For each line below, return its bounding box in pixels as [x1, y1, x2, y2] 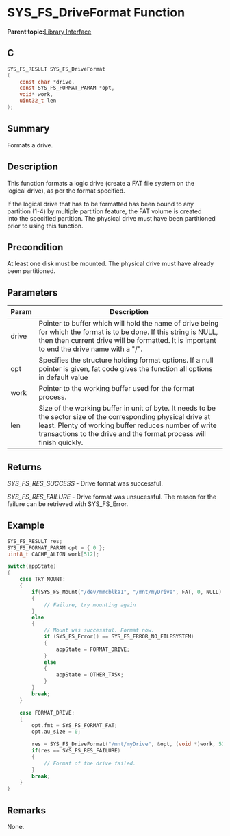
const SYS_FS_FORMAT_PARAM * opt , [19, 84, 115, 92]
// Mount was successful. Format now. [43, 627, 155, 634]
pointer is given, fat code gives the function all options [38, 364, 213, 374]
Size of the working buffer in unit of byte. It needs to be [38, 403, 216, 413]
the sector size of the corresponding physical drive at [38, 412, 211, 422]
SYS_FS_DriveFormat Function [7, 5, 186, 21]
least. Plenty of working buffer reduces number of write [38, 420, 217, 430]
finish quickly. [38, 438, 84, 447]
